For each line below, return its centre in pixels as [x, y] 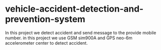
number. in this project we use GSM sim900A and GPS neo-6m [69, 38]
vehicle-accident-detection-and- [74, 9]
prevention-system [45, 19]
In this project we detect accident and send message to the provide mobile [80, 33]
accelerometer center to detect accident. [46, 43]
